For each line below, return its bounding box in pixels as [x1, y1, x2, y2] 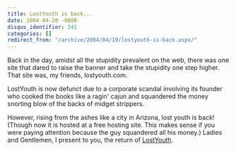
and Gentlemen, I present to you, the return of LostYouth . [7, 135, 174, 145]
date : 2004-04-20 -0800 [7, 17, 78, 24]
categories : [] [7, 30, 52, 37]
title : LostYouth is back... [7, 10, 93, 18]
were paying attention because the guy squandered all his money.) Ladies [7, 128, 223, 137]
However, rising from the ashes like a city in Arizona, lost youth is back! [7, 114, 215, 122]
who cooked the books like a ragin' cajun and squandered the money [7, 92, 208, 101]
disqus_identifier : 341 [7, 23, 78, 30]
